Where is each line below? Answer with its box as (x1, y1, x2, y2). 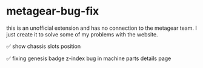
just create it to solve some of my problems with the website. (6, 30, 159, 38)
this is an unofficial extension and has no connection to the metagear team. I (6, 24, 197, 32)
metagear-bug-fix (6, 4, 99, 18)
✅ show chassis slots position (6, 42, 81, 50)
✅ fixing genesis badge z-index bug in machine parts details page (6, 55, 171, 62)
